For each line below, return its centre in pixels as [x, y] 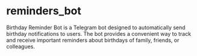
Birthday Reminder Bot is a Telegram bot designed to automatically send [96, 27]
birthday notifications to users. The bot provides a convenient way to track [99, 33]
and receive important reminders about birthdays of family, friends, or [93, 40]
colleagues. [20, 46]
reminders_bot [44, 11]
